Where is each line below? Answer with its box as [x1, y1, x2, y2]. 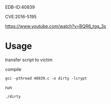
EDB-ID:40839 [5, 4, 35, 10]
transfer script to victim [5, 57, 53, 63]
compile [5, 66, 22, 72]
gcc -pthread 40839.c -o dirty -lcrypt [5, 76, 87, 81]
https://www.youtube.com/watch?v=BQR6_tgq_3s [5, 23, 106, 29]
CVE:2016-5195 [5, 14, 37, 19]
